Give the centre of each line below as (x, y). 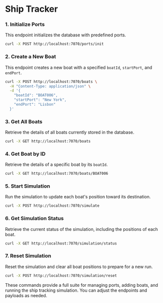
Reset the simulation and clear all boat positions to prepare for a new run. (79, 267)
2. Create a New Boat (31, 56)
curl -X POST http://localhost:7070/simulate (52, 206)
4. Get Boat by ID (25, 154)
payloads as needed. (26, 295)
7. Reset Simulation (28, 256)
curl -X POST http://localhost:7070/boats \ (51, 82)
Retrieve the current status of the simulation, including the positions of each (81, 229)
